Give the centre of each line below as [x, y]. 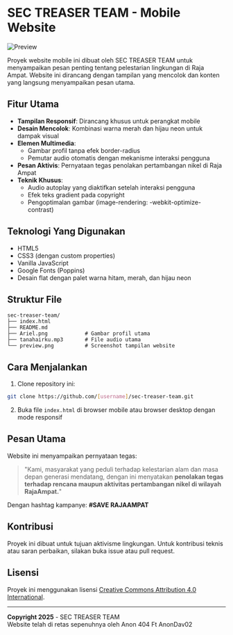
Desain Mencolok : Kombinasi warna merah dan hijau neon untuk [110, 128]
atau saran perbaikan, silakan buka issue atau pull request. [91, 551]
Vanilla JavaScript [43, 263]
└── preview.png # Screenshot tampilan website [91, 346]
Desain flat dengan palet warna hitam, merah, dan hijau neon [104, 278]
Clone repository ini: [46, 384]
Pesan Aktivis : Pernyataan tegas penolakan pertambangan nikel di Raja [120, 165]
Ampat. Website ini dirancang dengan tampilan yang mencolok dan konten [113, 75]
